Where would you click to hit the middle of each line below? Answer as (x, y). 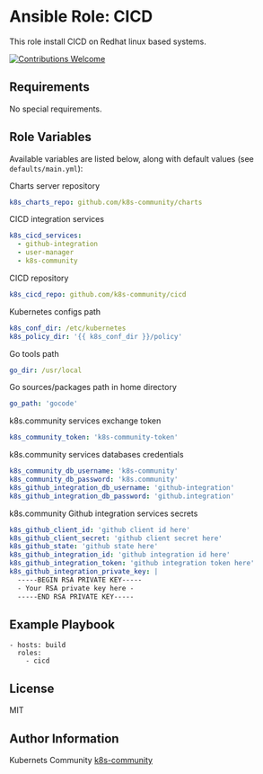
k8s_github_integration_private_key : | (84, 572)
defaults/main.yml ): (46, 168)
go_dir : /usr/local (46, 370)
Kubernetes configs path (55, 311)
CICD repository (39, 278)
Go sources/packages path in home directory (93, 387)
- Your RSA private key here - (76, 588)
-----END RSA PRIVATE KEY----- (76, 596)
